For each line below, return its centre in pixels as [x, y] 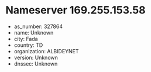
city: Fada [26, 39]
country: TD [28, 45]
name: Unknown [34, 32]
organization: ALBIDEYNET [47, 51]
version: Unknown [36, 57]
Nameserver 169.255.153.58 [75, 10]
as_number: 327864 [38, 26]
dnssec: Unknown [36, 64]
